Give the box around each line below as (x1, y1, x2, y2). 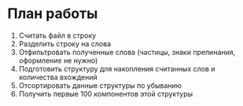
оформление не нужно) (18, 56, 98, 65)
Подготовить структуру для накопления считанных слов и (18, 64, 215, 73)
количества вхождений (18, 72, 98, 82)
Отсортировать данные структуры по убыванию (18, 80, 182, 90)
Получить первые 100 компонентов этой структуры (18, 89, 193, 98)
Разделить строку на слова (18, 38, 112, 48)
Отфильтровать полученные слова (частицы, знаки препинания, (18, 47, 236, 57)
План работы (7, 5, 98, 23)
